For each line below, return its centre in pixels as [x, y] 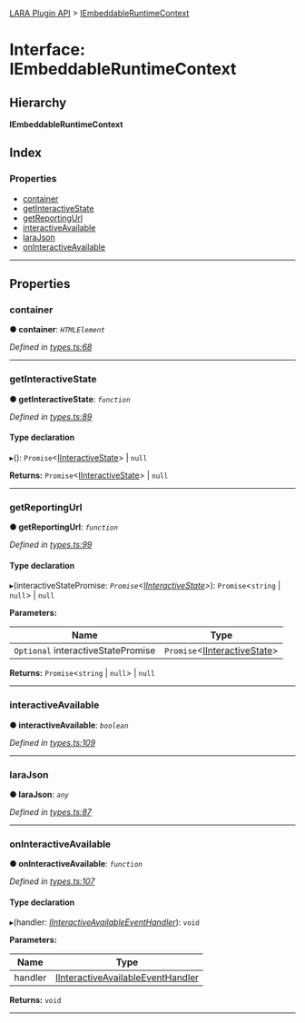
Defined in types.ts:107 [52, 881]
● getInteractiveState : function [70, 399]
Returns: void [35, 1000]
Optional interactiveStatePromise [85, 651]
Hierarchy [38, 102]
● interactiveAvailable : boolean [69, 725]
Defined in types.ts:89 [51, 416]
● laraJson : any [39, 794]
